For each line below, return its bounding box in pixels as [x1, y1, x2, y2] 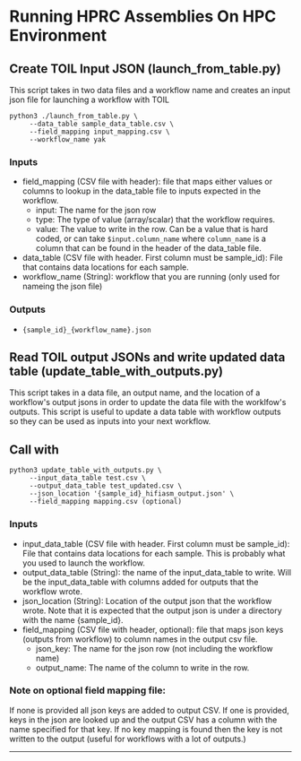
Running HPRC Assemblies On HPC [9, 6, 277, 27]
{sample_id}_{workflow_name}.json [21, 325, 151, 334]
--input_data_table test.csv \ [29, 473, 146, 483]
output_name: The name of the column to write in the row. [35, 662, 250, 673]
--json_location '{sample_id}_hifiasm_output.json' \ [29, 489, 235, 498]
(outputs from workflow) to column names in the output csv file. [21, 634, 258, 644]
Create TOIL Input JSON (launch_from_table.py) [9, 61, 281, 76]
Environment [9, 25, 107, 46]
